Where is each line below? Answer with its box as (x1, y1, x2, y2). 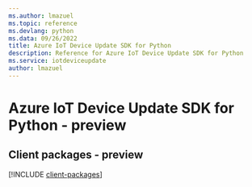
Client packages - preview (8, 148, 144, 162)
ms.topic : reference (8, 19, 78, 27)
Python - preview (8, 116, 127, 134)
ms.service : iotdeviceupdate (8, 57, 107, 65)
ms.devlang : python (8, 27, 74, 35)
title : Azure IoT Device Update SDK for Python (8, 42, 172, 50)
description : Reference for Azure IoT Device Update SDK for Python (8, 49, 244, 57)
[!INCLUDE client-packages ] (8, 169, 103, 179)
